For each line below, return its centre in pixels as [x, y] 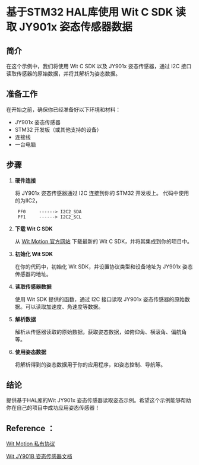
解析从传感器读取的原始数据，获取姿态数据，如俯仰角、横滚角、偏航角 [101, 332]
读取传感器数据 [33, 286]
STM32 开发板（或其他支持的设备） [58, 129]
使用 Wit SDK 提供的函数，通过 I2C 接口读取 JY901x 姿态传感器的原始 [100, 299]
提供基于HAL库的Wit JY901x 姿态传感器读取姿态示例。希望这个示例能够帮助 [99, 400]
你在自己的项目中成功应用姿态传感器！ [53, 408]
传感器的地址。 [33, 274]
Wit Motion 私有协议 [31, 444]
